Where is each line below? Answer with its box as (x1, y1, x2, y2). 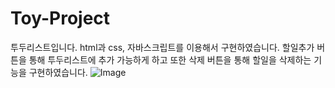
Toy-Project (10, 7, 111, 30)
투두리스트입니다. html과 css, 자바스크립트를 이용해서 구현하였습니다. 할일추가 (10, 41, 315, 53)
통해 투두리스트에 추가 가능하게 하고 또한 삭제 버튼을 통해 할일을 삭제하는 (28, 53, 312, 66)
